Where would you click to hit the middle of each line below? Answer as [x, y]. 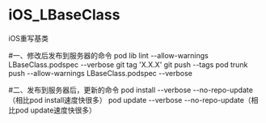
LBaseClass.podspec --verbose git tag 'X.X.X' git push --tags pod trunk [128, 64]
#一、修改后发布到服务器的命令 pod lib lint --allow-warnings [108, 55]
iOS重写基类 [29, 38]
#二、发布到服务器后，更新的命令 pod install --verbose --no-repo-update [131, 90]
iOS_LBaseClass [64, 15]
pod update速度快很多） [56, 110]
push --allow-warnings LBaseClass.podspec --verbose [100, 73]
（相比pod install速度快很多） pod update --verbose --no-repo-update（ [130, 100]
